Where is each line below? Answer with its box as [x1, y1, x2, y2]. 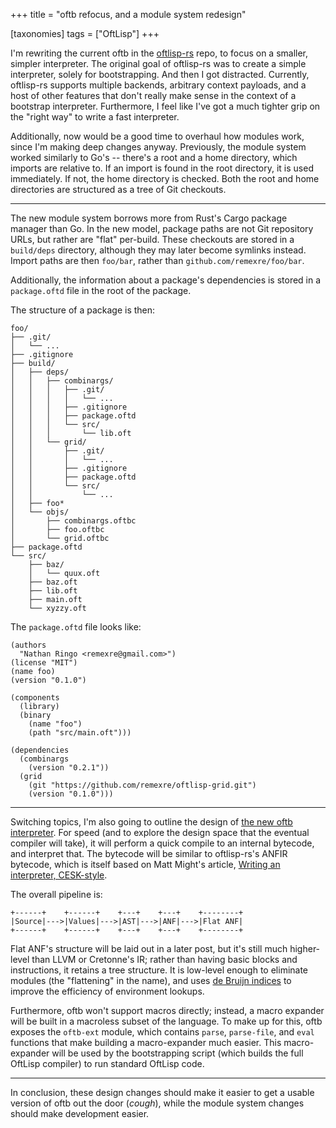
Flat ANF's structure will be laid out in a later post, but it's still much [10, 943, 288, 954]
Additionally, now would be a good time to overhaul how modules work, [10, 130, 305, 142]
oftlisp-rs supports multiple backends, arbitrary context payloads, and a [10, 79, 307, 91]
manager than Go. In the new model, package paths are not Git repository [10, 223, 314, 234]
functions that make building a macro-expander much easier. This [10, 1037, 282, 1048]
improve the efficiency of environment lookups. [10, 985, 205, 997]
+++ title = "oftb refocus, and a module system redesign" [10, 9, 247, 20]
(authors [10, 640, 47, 650]
